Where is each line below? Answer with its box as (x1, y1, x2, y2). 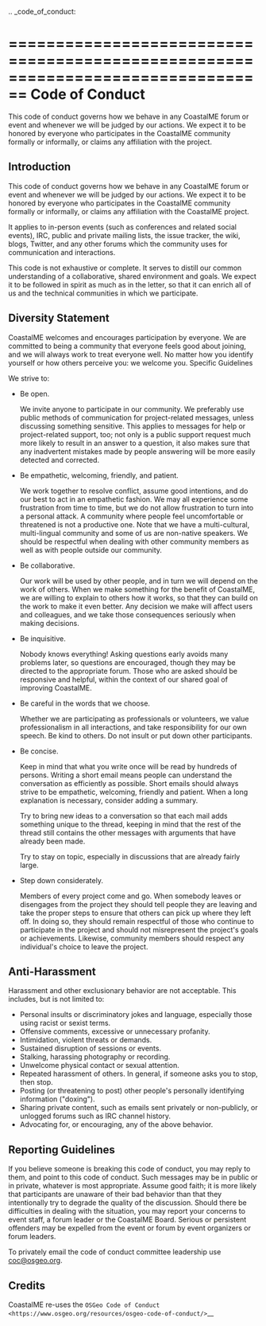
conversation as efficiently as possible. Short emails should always (19, 778, 239, 788)
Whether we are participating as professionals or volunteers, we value (19, 714, 249, 723)
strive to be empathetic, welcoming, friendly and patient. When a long (19, 787, 249, 796)
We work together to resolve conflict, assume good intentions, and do (19, 486, 249, 495)
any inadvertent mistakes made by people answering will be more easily (19, 446, 256, 456)
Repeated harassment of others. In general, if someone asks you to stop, (19, 1069, 258, 1078)
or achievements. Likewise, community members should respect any (19, 933, 245, 943)
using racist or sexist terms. (19, 1019, 111, 1028)
